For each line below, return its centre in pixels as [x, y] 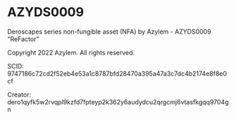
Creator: [19, 94]
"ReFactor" [23, 38]
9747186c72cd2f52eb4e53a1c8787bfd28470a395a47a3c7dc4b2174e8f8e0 [117, 73]
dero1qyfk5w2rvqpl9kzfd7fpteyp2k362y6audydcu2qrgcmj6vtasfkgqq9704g [118, 101]
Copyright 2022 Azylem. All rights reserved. [71, 52]
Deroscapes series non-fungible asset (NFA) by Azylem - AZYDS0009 [109, 31]
